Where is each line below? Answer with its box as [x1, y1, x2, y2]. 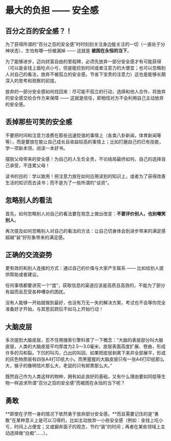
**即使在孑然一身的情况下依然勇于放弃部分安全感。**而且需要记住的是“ [5, 411, 155, 417]
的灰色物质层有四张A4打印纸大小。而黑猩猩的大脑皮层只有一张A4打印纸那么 [5, 356, 164, 362]
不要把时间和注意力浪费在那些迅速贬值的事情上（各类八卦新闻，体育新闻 [5, 132, 157, 138]
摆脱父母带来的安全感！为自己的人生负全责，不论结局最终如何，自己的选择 [5, 156, 161, 162]
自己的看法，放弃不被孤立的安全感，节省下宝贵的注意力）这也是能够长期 [14, 71, 166, 77]
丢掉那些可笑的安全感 [5, 118, 72, 126]
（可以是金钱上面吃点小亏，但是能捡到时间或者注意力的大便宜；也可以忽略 [5, 65, 161, 71]
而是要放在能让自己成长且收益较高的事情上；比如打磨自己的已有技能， [16, 139, 164, 145]
